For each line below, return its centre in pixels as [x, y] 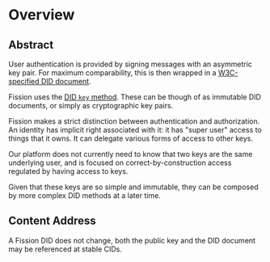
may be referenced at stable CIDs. [65, 249]
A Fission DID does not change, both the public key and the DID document [132, 240]
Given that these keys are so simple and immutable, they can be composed [133, 187]
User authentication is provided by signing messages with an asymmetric [131, 64]
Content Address [52, 221]
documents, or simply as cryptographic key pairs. [91, 106]
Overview [42, 15]
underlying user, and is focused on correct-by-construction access [120, 163]
